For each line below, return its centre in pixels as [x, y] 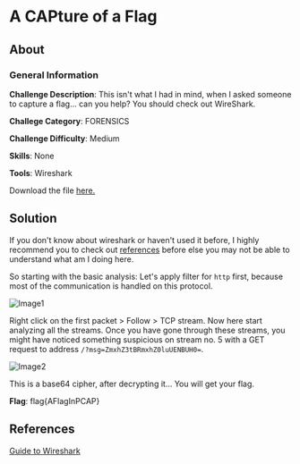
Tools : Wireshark [41, 173]
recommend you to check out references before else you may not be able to [150, 249]
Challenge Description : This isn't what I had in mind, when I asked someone [150, 94]
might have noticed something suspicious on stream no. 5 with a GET [137, 339]
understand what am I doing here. [72, 259]
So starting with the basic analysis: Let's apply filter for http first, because [146, 276]
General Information [54, 75]
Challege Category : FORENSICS [69, 121]
